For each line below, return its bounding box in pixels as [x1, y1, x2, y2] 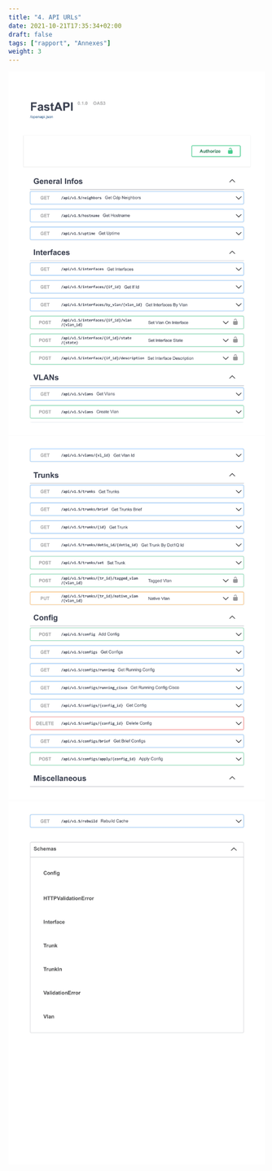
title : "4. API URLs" [8, 13, 82, 21]
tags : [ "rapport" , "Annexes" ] [8, 39, 112, 47]
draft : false [8, 30, 53, 38]
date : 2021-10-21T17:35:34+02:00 [8, 21, 122, 30]
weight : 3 [8, 47, 42, 56]
